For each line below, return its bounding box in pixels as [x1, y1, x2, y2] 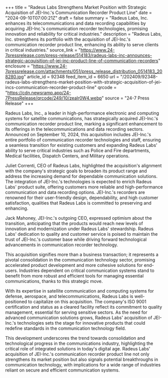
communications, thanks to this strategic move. [5, 278, 103, 284]
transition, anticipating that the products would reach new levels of [5, 221, 143, 226]
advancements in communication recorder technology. [5, 242, 118, 248]
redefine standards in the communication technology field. [5, 325, 126, 331]
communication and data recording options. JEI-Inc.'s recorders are [5, 190, 145, 195]
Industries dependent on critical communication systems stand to [19, 267, 154, 273]
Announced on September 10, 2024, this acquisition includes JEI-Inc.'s [5, 132, 151, 137]
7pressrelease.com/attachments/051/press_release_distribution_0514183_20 [5, 68, 162, 74]
